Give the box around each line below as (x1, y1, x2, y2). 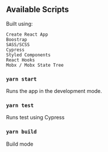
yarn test (6, 102, 34, 109)
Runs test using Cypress (6, 114, 65, 121)
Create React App (6, 32, 48, 37)
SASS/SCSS (6, 42, 30, 47)
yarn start (6, 75, 37, 82)
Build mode (6, 140, 34, 147)
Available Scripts (6, 5, 69, 15)
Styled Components (6, 52, 51, 58)
